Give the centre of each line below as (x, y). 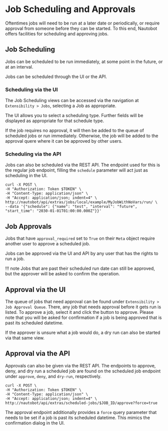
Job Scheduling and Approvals (70, 9)
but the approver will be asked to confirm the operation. (62, 274)
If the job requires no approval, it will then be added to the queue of (74, 131)
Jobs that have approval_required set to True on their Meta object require (80, 238)
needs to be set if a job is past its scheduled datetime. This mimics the (77, 417)
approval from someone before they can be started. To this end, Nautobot (81, 28)
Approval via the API (37, 354)
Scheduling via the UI (32, 90)
